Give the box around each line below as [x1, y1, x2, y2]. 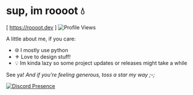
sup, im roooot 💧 [6, 4, 85, 18]
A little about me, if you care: [6, 35, 76, 42]
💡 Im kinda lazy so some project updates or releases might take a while [14, 59, 187, 66]
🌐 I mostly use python [14, 46, 69, 53]
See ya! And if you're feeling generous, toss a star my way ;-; [6, 71, 155, 78]
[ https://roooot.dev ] [6, 23, 57, 30]
